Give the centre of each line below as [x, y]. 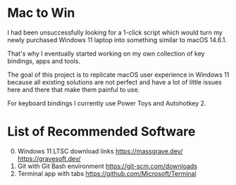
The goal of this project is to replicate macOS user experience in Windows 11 [118, 75]
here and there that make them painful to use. [74, 89]
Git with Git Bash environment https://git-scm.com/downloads [107, 166]
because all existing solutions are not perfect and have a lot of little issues [114, 82]
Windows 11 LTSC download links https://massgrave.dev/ [100, 151]
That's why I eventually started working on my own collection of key [106, 53]
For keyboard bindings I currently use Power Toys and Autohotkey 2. [107, 103]
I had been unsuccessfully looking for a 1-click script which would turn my [115, 32]
